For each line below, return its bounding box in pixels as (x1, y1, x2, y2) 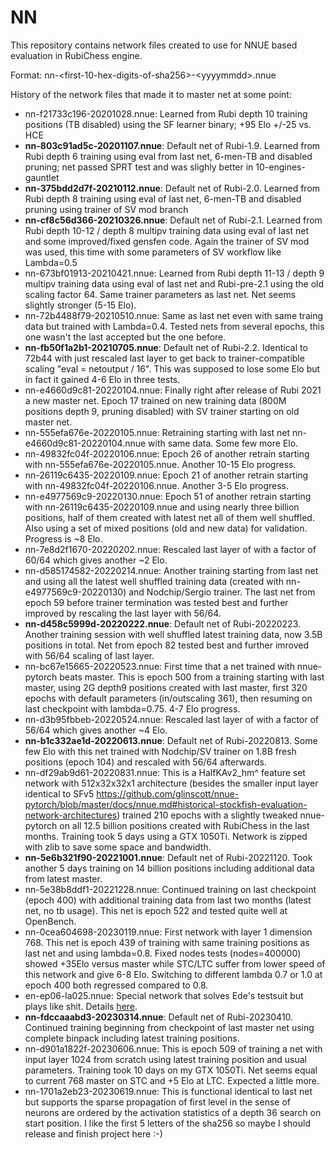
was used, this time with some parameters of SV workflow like (24, 246, 282, 258)
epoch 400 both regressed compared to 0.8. (24, 979, 209, 991)
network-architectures (24, 809, 118, 821)
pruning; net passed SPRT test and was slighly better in (24, 161, 254, 173)
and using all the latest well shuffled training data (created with (24, 575, 284, 587)
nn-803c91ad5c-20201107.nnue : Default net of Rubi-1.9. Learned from (24, 139, 321, 151)
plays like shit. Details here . (24, 1000, 138, 1012)
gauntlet (24, 171, 60, 183)
